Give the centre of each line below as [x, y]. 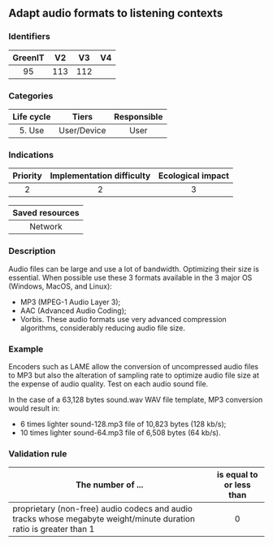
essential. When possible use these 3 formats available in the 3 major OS [130, 277]
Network [46, 227]
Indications [31, 155]
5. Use [32, 130]
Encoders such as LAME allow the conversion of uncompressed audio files [133, 366]
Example [26, 349]
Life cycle [32, 116]
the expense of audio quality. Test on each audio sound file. [108, 384]
